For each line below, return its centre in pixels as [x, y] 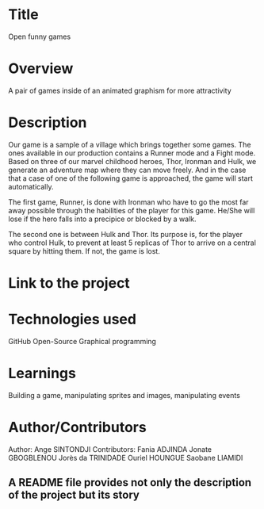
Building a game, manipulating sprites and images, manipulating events [124, 395]
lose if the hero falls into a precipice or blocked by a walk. [102, 219]
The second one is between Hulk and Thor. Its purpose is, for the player [126, 234]
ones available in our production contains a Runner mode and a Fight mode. [132, 153]
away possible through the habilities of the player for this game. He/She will [132, 210]
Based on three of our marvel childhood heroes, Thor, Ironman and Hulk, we [132, 161]
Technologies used [73, 320]
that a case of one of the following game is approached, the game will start [131, 178]
